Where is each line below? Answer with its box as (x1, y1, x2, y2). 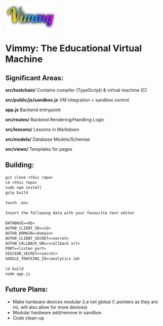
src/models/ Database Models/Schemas (5, 136, 90, 142)
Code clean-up (12, 315, 45, 321)
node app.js (5, 271, 30, 276)
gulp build (5, 190, 28, 195)
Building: (5, 161, 34, 170)
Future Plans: (5, 285, 48, 294)
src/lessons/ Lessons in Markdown (5, 126, 79, 133)
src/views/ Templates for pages (5, 146, 72, 152)
